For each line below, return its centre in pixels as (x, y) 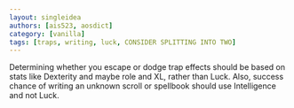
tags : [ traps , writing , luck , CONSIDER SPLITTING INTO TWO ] (123, 42)
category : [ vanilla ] (48, 34)
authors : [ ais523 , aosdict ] (61, 26)
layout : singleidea (45, 17)
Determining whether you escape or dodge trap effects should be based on (147, 67)
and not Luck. (34, 96)
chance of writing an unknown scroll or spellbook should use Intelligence (143, 86)
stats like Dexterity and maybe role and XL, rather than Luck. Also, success (147, 77)
